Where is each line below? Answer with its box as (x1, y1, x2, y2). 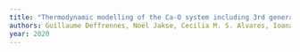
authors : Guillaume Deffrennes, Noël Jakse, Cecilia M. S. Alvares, (9, 21, 270, 30)
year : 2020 (9, 29, 50, 38)
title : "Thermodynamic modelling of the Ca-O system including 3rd (9, 12, 266, 22)
